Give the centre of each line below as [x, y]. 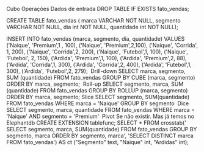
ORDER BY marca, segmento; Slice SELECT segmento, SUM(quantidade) [98, 97]
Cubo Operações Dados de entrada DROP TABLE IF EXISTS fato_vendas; [98, 9]
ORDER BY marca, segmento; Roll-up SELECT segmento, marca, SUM [95, 84]
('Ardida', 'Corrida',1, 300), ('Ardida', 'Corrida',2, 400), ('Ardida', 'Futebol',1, [99, 64]
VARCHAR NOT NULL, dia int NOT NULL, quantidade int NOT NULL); [92, 27]
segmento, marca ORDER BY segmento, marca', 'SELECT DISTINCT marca [100, 136]
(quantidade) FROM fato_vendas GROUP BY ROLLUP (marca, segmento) [97, 90]
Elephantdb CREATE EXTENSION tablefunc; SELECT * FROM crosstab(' [96, 123]
